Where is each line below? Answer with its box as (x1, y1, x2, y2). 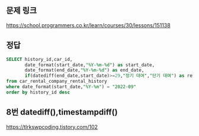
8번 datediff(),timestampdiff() (6, 107, 118, 117)
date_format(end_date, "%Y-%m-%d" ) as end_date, (24, 67, 145, 73)
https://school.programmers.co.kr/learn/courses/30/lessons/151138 (6, 21, 171, 28)
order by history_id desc (6, 89, 70, 95)
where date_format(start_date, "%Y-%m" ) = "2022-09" (6, 84, 136, 90)
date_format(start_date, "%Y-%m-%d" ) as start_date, (24, 61, 155, 68)
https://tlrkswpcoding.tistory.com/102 (6, 123, 98, 130)
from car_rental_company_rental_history (6, 79, 108, 85)
